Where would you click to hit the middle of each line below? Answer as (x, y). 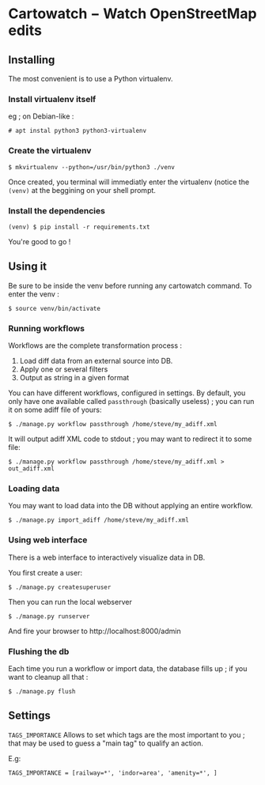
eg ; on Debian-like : (41, 116)
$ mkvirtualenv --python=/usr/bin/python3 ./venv (92, 167)
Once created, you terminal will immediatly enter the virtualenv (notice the (129, 182)
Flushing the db (39, 651)
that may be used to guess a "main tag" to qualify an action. (106, 743)
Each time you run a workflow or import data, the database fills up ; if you (128, 668)
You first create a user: (45, 572)
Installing (32, 60)
